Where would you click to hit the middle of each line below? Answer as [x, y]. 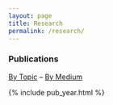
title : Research [36, 23]
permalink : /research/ [46, 31]
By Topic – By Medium [46, 77]
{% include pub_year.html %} [56, 92]
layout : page [30, 16]
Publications [33, 59]
